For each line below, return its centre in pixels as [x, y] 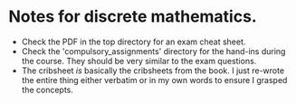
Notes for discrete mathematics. [133, 17]
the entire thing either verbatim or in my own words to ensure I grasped [154, 80]
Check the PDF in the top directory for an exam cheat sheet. [134, 42]
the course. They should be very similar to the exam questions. [139, 61]
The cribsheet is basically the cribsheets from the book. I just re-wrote [153, 71]
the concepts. [48, 90]
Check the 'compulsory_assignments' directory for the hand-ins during [153, 51]
